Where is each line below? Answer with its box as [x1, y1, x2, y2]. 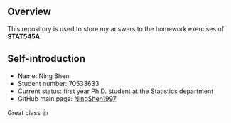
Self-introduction [7, 53, 86, 65]
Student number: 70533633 [17, 79, 100, 87]
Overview [7, 6, 52, 18]
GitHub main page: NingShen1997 [17, 94, 117, 102]
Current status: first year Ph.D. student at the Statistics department [17, 87, 214, 95]
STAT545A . [7, 32, 43, 41]
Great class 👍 [7, 108, 49, 117]
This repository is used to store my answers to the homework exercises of [7, 24, 225, 33]
